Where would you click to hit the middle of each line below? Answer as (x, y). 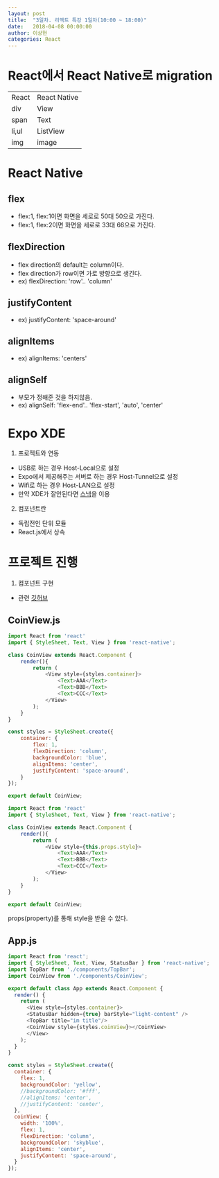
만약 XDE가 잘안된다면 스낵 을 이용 (64, 494)
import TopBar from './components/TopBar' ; (72, 969)
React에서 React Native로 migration (111, 76)
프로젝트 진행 (43, 563)
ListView (51, 131)
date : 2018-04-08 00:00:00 (50, 26)
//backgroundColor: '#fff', (61, 1091)
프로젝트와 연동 (38, 453)
